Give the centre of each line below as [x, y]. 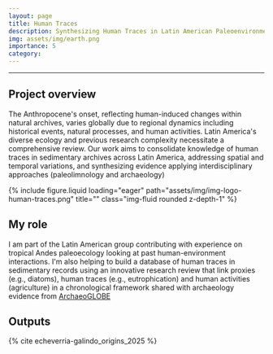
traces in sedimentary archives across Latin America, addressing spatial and [136, 157]
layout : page [30, 16]
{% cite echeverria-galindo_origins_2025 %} [83, 341]
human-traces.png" [41, 199]
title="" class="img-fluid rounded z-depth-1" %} [157, 199]
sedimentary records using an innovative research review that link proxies [132, 270]
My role [28, 225]
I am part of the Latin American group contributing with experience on [126, 244]
